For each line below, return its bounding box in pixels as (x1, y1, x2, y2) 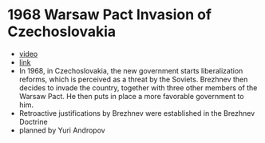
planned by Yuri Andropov (18, 125, 105, 135)
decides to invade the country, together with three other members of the (18, 82, 258, 93)
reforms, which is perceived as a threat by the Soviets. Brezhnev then (18, 74, 248, 84)
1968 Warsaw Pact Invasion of (7, 6, 212, 24)
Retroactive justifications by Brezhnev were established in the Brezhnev (18, 108, 255, 117)
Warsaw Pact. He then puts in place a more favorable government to (18, 91, 244, 101)
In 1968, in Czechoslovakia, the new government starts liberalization (18, 66, 243, 75)
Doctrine (18, 117, 49, 126)
